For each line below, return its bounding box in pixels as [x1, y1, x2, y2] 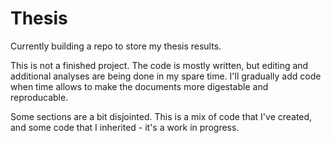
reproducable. [10, 91, 69, 103]
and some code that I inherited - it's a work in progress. [10, 121, 240, 133]
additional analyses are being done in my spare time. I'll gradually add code [10, 70, 322, 82]
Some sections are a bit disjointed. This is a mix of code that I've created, [10, 110, 313, 122]
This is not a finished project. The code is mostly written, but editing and [10, 59, 309, 71]
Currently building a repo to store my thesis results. [10, 40, 222, 52]
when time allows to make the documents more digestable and [10, 80, 269, 92]
